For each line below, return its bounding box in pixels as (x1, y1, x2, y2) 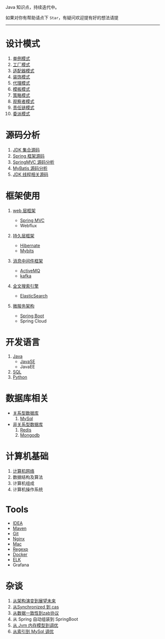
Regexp (12, 546, 28, 552)
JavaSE (20, 358, 36, 364)
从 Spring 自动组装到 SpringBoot (12, 616, 78, 622)
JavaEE (20, 364, 35, 370)
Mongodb (20, 432, 40, 438)
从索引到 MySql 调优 (12, 628, 54, 634)
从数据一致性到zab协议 (12, 610, 59, 616)
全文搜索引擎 (12, 283, 39, 289)
